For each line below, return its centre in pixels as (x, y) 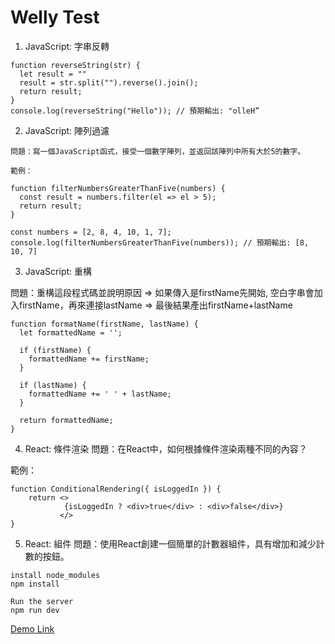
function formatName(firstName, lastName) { (104, 324)
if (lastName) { (53, 385)
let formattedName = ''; (71, 332)
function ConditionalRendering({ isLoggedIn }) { (116, 489)
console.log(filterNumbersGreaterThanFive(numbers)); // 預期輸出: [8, (160, 242)
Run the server (42, 601)
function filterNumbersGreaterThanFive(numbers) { (118, 188)
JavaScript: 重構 (58, 271)
